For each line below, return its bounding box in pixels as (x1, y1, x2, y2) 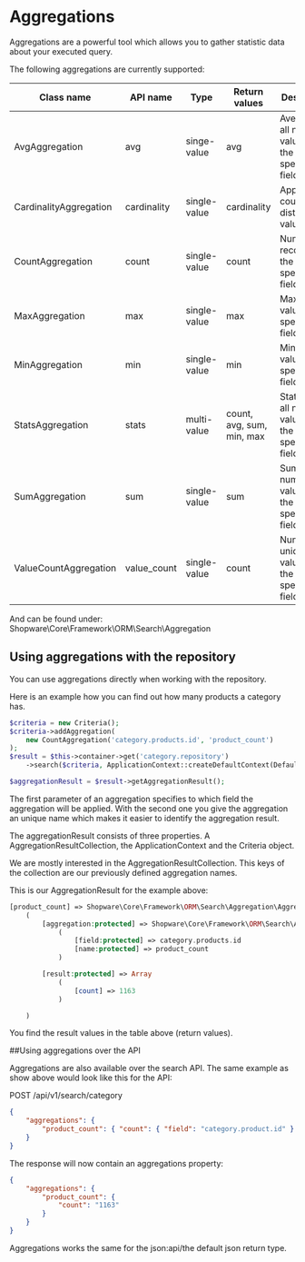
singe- (185, 134, 216, 147)
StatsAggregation (14, 418, 89, 431)
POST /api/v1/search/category (9, 1090, 123, 1101)
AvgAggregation (14, 140, 84, 153)
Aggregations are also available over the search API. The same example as (9, 1063, 289, 1074)
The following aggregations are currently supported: (9, 64, 205, 75)
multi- (185, 412, 213, 425)
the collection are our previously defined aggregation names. (9, 867, 238, 878)
